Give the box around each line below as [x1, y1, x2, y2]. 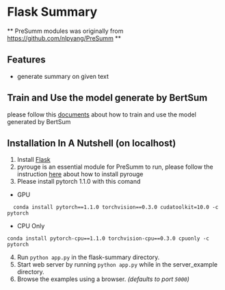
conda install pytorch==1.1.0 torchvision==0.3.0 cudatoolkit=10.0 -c [13, 204, 219, 211]
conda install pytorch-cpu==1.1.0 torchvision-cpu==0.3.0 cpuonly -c [7, 235, 210, 242]
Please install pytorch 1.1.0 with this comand [16, 178, 141, 186]
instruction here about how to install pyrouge [16, 170, 144, 178]
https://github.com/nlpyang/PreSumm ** [7, 34, 122, 42]
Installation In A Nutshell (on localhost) [7, 137, 176, 149]
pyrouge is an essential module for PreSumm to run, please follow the [16, 162, 213, 171]
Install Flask [16, 156, 51, 164]
